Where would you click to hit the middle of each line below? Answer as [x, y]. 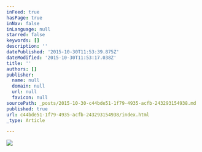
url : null [24, 92]
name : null [26, 80]
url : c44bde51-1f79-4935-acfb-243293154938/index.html [78, 115]
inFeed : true [23, 12]
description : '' [27, 47]
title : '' [19, 63]
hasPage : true [25, 18]
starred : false [26, 35]
